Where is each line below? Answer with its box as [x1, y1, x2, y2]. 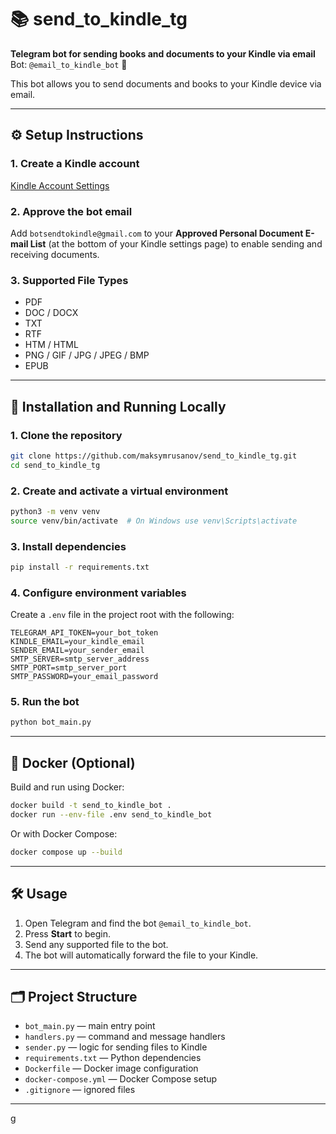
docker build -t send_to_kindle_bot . [10, 801, 172, 811]
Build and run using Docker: [10, 781, 125, 793]
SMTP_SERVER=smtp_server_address [10, 654, 150, 665]
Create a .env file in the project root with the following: [10, 609, 235, 621]
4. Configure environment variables [10, 586, 187, 600]
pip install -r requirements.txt [10, 562, 150, 572]
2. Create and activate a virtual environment [10, 484, 229, 498]
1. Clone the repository [10, 428, 123, 442]
